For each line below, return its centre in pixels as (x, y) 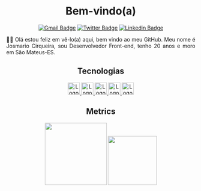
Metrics (101, 112)
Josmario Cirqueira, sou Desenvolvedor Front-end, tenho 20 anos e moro (101, 46)
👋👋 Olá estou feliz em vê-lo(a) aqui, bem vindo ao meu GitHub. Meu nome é (101, 39)
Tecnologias (101, 71)
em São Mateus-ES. (31, 52)
